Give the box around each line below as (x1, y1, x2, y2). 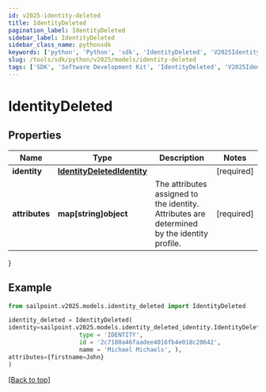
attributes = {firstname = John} (8, 353, 104, 361)
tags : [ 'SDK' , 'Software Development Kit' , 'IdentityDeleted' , (8, 63, 222, 71)
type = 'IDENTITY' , (78, 331, 144, 339)
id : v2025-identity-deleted (8, 11, 101, 20)
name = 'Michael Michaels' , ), (78, 345, 182, 353)
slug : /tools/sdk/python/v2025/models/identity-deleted (8, 56, 196, 64)
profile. (154, 238, 181, 249)
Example (8, 281, 52, 295)
